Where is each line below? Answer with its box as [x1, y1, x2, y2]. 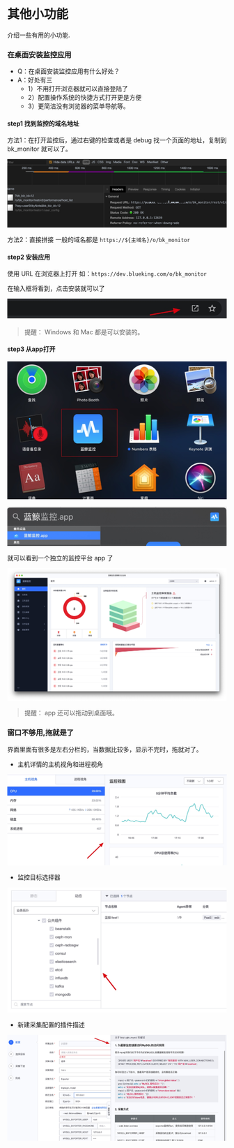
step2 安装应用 [7, 253, 51, 261]
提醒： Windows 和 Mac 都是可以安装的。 [24, 327, 144, 336]
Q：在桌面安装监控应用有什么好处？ [17, 67, 120, 75]
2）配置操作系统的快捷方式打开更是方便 [27, 94, 142, 102]
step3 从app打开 [7, 345, 56, 353]
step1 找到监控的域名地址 [7, 119, 79, 128]
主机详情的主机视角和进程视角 [17, 760, 103, 768]
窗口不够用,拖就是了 [7, 728, 75, 738]
